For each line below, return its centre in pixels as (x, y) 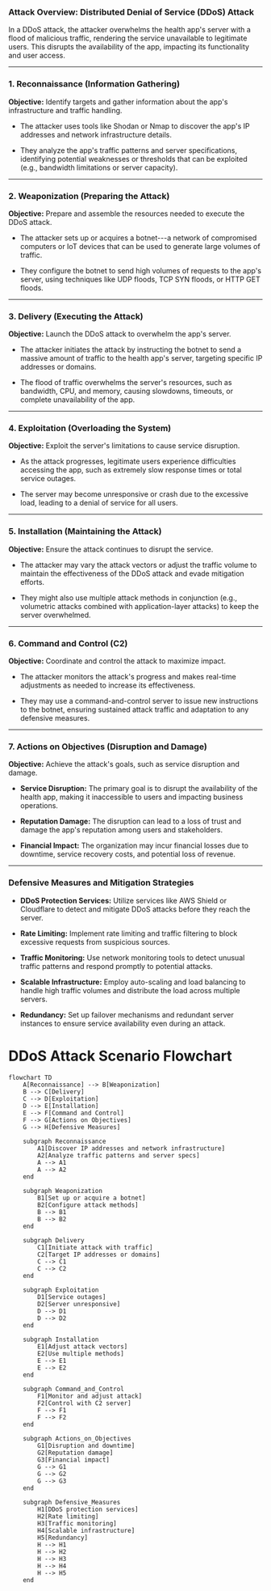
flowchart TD (30, 1077)
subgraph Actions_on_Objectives (77, 1438)
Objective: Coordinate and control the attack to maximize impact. (117, 661)
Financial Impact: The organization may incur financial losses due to (134, 846)
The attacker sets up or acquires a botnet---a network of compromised (138, 238)
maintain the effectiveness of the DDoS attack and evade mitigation (132, 573)
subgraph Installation (61, 1339)
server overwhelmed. (55, 615)
